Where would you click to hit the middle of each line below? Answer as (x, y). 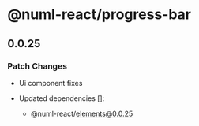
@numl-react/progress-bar (99, 15)
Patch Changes (38, 66)
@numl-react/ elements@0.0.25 (82, 113)
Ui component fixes (51, 83)
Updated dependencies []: (62, 98)
